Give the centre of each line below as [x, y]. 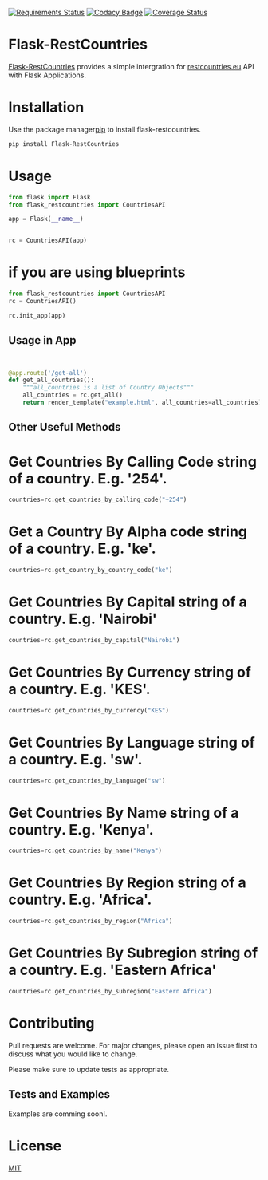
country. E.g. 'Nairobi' [83, 619]
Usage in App [42, 340]
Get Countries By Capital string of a [128, 602]
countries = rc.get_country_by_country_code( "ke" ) [91, 570]
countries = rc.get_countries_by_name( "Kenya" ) [85, 851]
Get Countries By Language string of [132, 742]
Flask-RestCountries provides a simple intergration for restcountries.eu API [132, 66]
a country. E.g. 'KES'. [79, 689]
